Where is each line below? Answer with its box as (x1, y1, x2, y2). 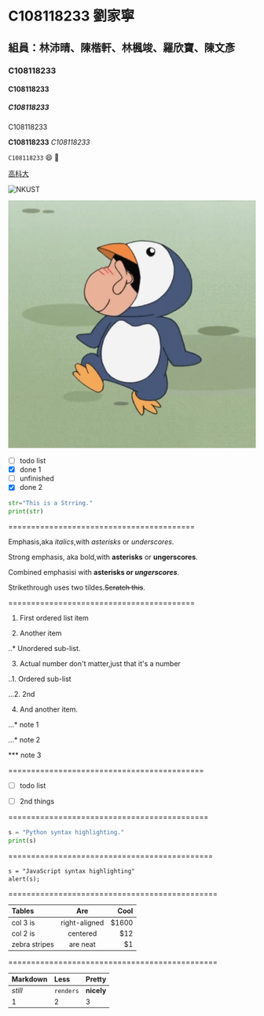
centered (68, 929, 97, 938)
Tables (11, 906, 35, 916)
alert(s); (8, 874, 41, 883)
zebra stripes (11, 940, 55, 949)
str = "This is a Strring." (8, 499, 93, 507)
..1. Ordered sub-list (8, 674, 72, 684)
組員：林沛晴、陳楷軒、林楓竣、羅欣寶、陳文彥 (8, 41, 236, 54)
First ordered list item (19, 613, 89, 623)
